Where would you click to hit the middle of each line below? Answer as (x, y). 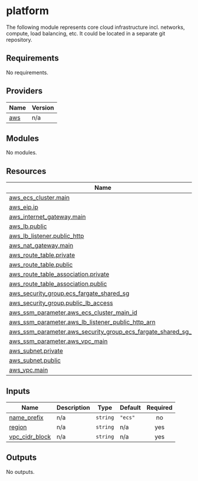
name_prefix (27, 418)
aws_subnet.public (35, 361)
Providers (24, 91)
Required (159, 408)
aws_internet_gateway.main (48, 217)
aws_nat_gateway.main (41, 246)
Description (73, 408)
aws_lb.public (28, 226)
